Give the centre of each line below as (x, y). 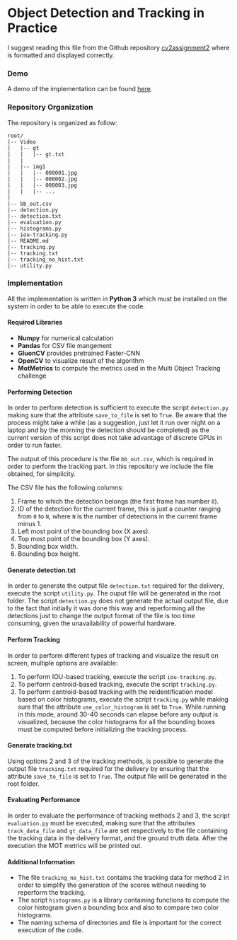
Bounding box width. (48, 547)
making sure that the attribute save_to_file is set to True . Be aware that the (117, 415)
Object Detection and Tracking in (106, 13)
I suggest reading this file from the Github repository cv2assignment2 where (118, 47)
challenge (32, 376)
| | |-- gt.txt (36, 154)
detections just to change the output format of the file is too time (102, 616)
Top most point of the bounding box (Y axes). (83, 539)
